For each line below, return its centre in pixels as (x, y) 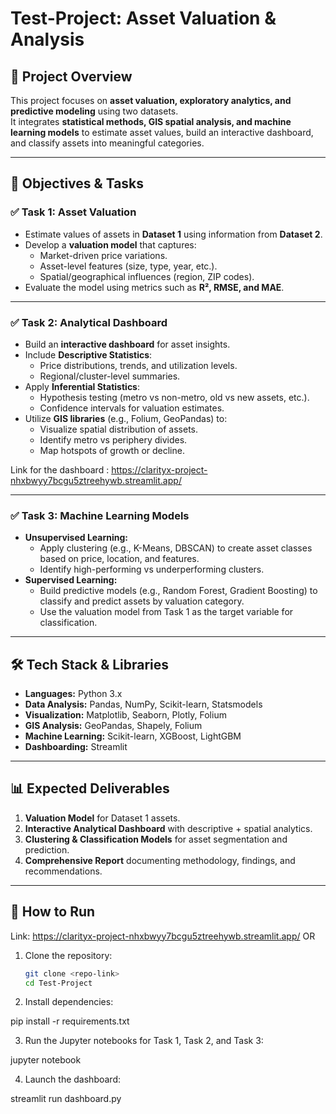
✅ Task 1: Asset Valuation (73, 212)
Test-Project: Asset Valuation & (143, 18)
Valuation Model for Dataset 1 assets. (102, 818)
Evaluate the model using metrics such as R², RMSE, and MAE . (154, 287)
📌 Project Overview (71, 76)
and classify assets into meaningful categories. (107, 143)
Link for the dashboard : (60, 469)
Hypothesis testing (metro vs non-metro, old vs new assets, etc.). (174, 397)
